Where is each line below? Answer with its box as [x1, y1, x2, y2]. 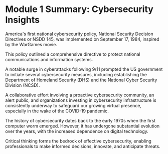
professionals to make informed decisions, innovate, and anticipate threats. [5, 143, 160, 149]
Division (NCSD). [5, 82, 40, 88]
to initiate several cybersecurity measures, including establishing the [5, 71, 147, 77]
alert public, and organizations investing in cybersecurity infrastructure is [5, 97, 156, 103]
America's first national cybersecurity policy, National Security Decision [5, 31, 153, 37]
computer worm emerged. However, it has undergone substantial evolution [5, 123, 160, 129]
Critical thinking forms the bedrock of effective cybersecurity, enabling [5, 138, 152, 144]
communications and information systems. [5, 56, 93, 62]
